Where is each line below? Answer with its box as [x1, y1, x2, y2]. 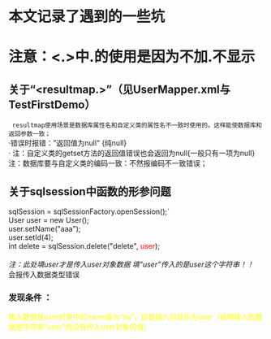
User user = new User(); [8, 215, 89, 224]
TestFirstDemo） [8, 98, 96, 111]
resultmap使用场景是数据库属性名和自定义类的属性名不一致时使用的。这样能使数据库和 [11, 121, 262, 130]
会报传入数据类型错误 [8, 270, 80, 279]
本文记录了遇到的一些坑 [8, 7, 166, 26]
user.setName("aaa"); [8, 224, 81, 233]
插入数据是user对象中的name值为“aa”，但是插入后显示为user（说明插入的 [8, 312, 256, 322]
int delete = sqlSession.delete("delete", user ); [8, 241, 161, 250]
